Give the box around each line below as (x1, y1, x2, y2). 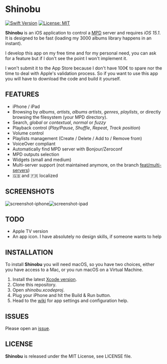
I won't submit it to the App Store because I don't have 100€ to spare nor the (5, 65, 163, 71)
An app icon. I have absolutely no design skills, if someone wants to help (12, 233, 162, 239)
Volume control (12, 130, 44, 136)
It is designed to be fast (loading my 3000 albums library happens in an (5, 35, 152, 41)
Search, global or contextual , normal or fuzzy (12, 119, 106, 125)
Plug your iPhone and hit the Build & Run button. (12, 292, 111, 298)
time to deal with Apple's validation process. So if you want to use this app (5, 70, 159, 76)
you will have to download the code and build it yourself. (5, 75, 121, 81)
